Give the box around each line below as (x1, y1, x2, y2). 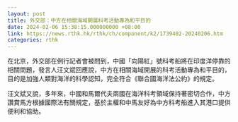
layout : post (7, 10, 46, 18)
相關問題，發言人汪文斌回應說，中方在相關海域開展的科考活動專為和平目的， (7, 66, 231, 74)
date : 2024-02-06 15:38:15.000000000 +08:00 (7, 23, 141, 30)
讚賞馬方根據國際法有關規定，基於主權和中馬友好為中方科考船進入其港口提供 (7, 98, 231, 106)
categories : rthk (7, 37, 59, 44)
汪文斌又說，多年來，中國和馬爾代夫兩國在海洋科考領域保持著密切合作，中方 (7, 90, 231, 98)
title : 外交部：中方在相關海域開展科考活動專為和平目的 (7, 17, 151, 24)
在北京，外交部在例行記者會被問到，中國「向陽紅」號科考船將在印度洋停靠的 (7, 57, 231, 66)
